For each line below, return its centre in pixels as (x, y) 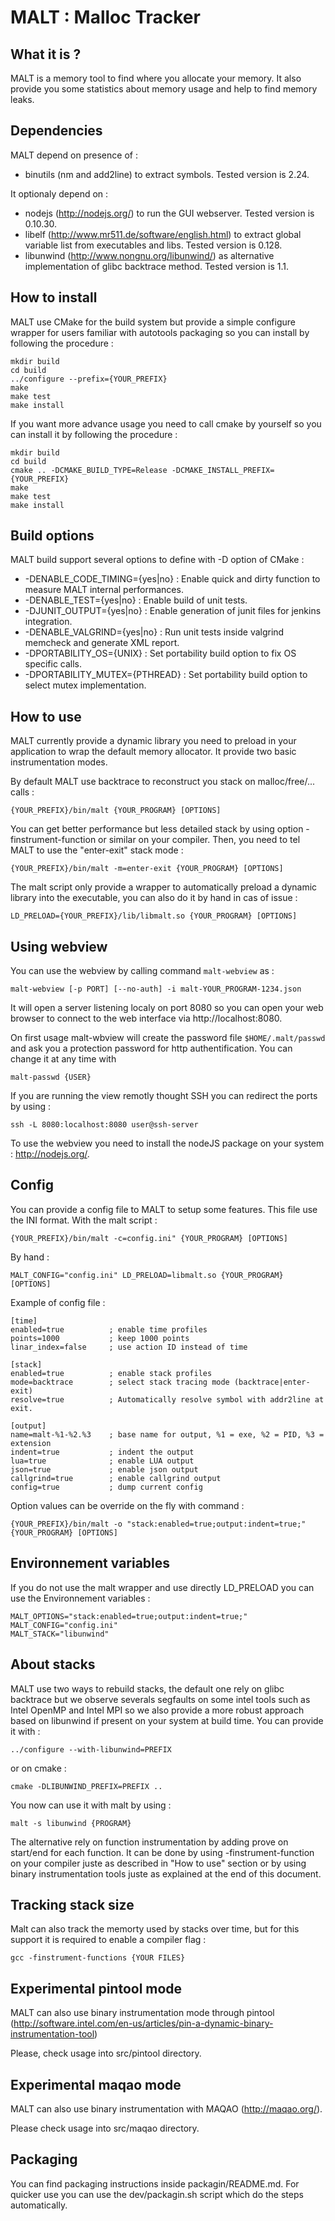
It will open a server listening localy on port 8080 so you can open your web (167, 1008)
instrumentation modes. (59, 762)
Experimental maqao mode (96, 2084)
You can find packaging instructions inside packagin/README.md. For (155, 2183)
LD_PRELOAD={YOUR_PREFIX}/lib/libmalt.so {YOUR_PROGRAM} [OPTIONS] (154, 916)
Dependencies (56, 131)
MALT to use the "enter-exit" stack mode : (97, 850)
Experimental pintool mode (96, 1988)
